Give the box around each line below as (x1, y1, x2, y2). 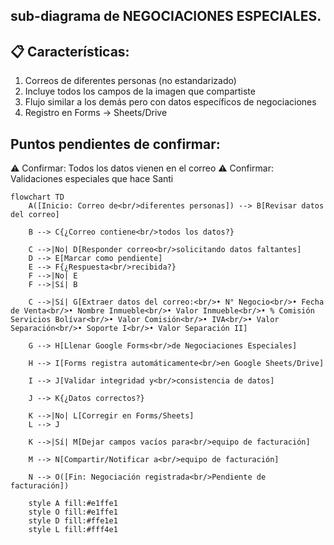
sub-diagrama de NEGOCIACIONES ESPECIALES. (10, 8, 322, 25)
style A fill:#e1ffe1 (28, 499, 118, 509)
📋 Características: (10, 43, 130, 60)
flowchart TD (10, 192, 65, 203)
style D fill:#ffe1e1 (28, 516, 118, 526)
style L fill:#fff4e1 (28, 525, 118, 535)
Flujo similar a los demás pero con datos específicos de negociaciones (24, 96, 317, 108)
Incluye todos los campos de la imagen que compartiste (24, 85, 256, 98)
